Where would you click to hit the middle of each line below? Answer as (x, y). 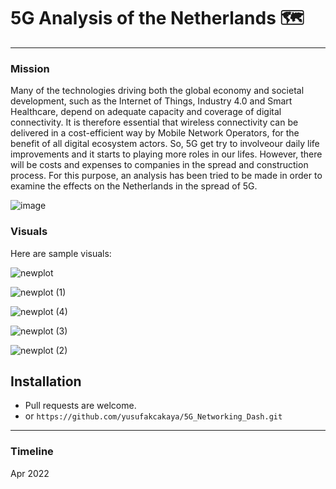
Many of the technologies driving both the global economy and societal (157, 91)
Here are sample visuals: (61, 253)
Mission (30, 68)
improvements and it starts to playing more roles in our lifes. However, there (166, 154)
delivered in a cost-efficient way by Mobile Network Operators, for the (155, 133)
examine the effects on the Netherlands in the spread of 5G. (134, 186)
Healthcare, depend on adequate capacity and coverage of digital (146, 112)
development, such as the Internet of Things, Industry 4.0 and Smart (151, 101)
